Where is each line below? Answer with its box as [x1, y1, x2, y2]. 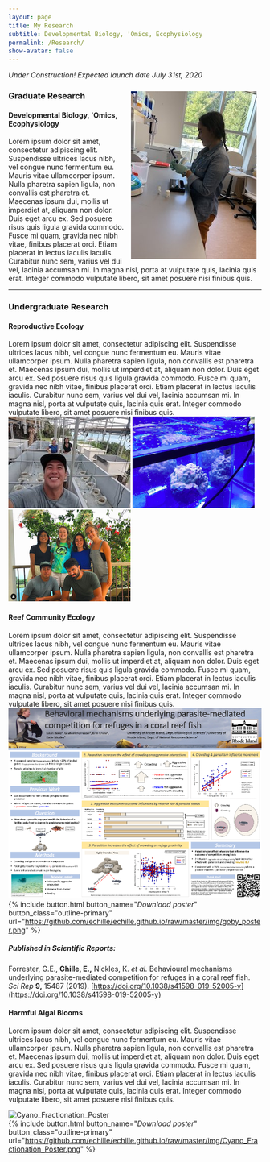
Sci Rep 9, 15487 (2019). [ [8, 981, 94, 990]
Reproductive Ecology [8, 321, 84, 330]
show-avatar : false [8, 47, 74, 56]
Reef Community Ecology [8, 612, 96, 622]
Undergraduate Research [8, 301, 109, 313]
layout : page [8, 13, 52, 21]
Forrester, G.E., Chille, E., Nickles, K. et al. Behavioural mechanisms [8, 964, 233, 973]
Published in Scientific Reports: [8, 944, 117, 953]
